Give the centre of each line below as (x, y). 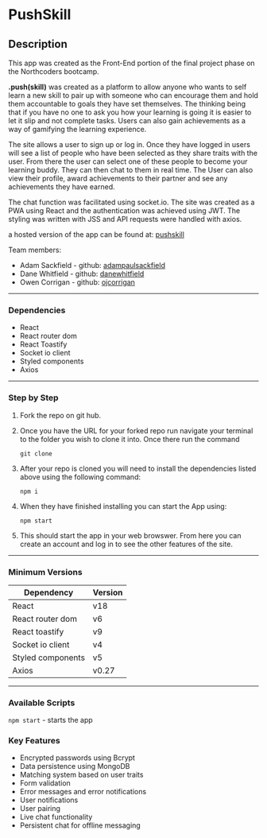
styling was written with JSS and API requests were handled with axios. (125, 219)
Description (38, 44)
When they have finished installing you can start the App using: (123, 506)
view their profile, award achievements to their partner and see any (118, 178)
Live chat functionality (56, 817)
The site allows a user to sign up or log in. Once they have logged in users (129, 144)
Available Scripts (42, 703)
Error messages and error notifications (83, 792)
